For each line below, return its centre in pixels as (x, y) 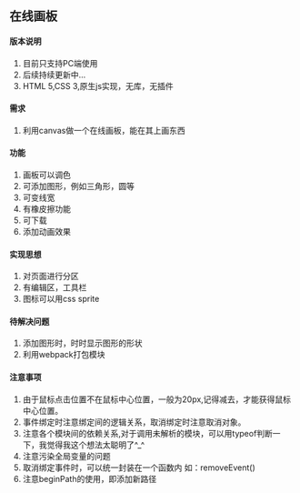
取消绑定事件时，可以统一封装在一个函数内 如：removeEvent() (139, 468)
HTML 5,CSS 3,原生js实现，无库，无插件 (98, 86)
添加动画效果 (46, 231)
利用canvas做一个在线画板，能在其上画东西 (104, 130)
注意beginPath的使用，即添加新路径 (90, 478)
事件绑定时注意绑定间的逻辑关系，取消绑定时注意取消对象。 (134, 422)
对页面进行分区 (50, 277)
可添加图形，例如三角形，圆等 (78, 186)
